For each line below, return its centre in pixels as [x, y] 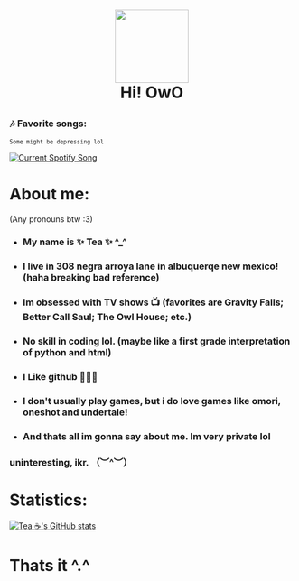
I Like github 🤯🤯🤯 [60, 377]
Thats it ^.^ [50, 566]
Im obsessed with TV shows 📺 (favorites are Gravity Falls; [153, 302]
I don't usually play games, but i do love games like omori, [152, 401]
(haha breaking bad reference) [91, 278]
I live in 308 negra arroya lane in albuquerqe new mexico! [150, 266]
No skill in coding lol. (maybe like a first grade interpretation [156, 341]
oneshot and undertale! [75, 412]
